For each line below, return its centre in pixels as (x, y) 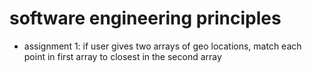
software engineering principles (145, 18)
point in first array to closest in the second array (122, 56)
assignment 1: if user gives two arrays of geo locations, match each (162, 46)
